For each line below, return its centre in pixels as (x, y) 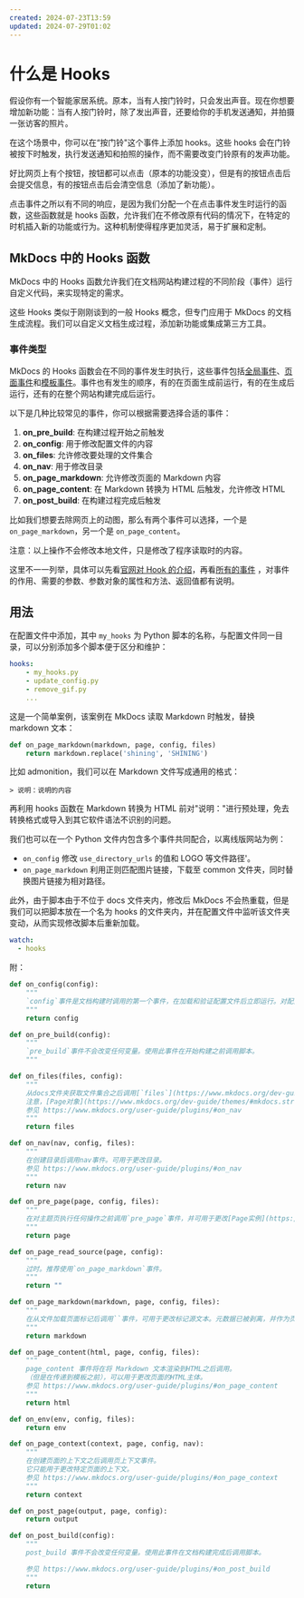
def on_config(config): (54, 985)
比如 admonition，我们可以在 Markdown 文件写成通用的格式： (125, 771)
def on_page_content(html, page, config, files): (105, 1352)
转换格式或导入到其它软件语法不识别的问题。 (93, 820)
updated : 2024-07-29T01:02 (60, 26)
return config (52, 1018)
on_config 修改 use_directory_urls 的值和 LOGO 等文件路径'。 (139, 858)
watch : (22, 940)
